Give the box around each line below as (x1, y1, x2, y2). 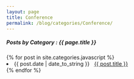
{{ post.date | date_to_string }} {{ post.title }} (14, 60, 129, 68)
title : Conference (6, 14, 53, 21)
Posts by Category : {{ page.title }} (6, 39, 96, 46)
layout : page (6, 8, 40, 15)
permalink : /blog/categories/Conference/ (6, 20, 113, 26)
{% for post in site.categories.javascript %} (6, 54, 115, 61)
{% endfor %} (6, 67, 41, 74)
